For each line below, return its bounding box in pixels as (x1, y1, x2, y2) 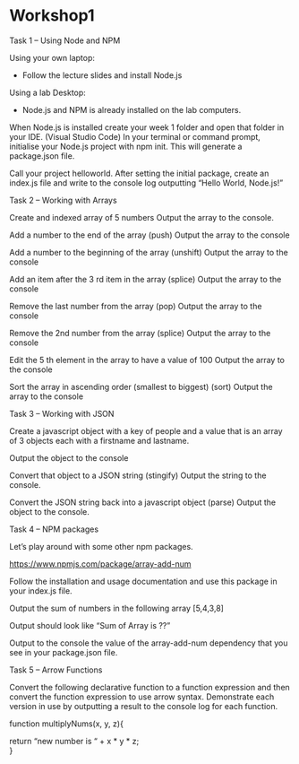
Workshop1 (9, 5, 95, 26)
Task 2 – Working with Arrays (9, 195, 118, 205)
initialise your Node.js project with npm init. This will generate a (9, 141, 243, 152)
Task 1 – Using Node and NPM (9, 35, 121, 46)
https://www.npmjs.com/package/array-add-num (9, 558, 192, 569)
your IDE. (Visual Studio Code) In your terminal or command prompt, (9, 131, 261, 142)
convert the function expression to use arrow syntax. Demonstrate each (9, 691, 275, 702)
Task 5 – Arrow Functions (9, 664, 103, 675)
